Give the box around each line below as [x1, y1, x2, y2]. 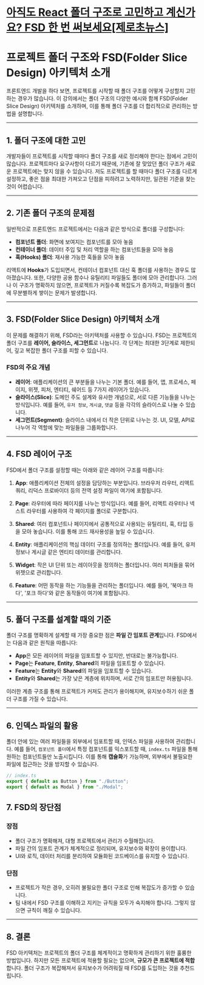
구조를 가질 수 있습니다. [12, 695, 68, 703]
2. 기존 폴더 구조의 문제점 [6, 208, 95, 219]
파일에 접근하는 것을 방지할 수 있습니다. [6, 760, 99, 768]
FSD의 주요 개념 [6, 363, 50, 372]
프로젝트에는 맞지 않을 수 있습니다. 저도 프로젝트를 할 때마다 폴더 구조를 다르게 [12, 168, 197, 175]
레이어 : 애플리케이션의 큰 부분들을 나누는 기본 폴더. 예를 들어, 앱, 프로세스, [15, 378, 190, 386]
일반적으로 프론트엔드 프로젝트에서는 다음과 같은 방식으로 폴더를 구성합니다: [6, 225, 185, 233]
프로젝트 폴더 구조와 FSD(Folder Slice [6, 51, 188, 64]
